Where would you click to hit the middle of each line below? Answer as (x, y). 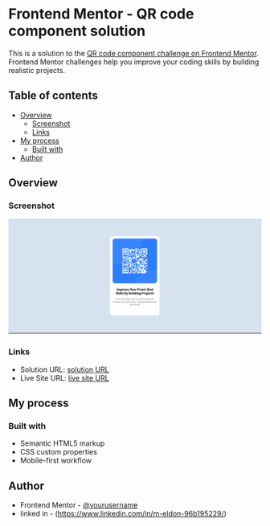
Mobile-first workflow (56, 461)
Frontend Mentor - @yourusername (79, 505)
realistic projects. (37, 70)
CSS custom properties (59, 452)
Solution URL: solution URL (65, 369)
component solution (77, 31)
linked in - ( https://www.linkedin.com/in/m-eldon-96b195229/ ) (123, 514)
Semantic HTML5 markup (62, 443)
